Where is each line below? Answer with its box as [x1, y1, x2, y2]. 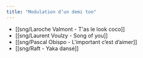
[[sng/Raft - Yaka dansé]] [15, 45, 79, 52]
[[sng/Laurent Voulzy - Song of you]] [15, 31, 108, 39]
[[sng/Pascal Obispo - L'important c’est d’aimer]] [15, 38, 138, 45]
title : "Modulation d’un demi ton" [6, 8, 97, 15]
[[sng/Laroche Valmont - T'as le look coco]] [15, 25, 125, 33]
